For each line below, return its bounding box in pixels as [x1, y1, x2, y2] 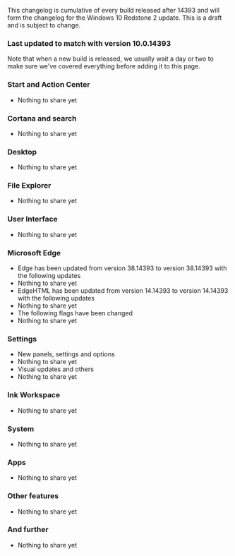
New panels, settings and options [17, 350, 115, 358]
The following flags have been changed [17, 309, 133, 318]
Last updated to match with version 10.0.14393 [7, 38, 171, 48]
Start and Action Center [7, 80, 90, 90]
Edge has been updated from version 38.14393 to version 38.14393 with [17, 264, 227, 272]
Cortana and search [7, 113, 77, 123]
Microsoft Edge [7, 248, 61, 258]
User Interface [7, 214, 58, 224]
